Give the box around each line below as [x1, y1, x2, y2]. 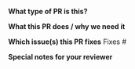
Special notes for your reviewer [8, 53, 113, 61]
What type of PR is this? [8, 7, 88, 16]
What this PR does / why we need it [8, 22, 126, 31]
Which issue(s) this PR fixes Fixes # [8, 37, 127, 46]
